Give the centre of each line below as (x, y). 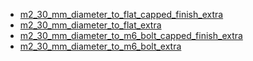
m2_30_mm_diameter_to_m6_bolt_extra (100, 46)
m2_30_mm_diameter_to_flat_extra (90, 25)
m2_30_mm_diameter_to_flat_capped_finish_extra (121, 14)
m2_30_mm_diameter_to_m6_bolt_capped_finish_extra (131, 35)
